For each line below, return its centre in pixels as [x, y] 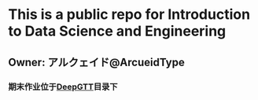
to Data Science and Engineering [117, 31]
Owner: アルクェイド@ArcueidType [96, 62]
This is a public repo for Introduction [129, 15]
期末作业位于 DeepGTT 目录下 [63, 87]
